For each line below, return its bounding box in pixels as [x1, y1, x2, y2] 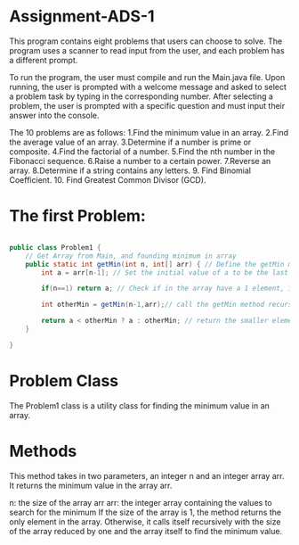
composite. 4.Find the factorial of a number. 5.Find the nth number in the [9, 145, 276, 157]
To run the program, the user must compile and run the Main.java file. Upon [9, 71, 286, 82]
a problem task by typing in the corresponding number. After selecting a [9, 91, 274, 102]
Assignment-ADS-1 [9, 6, 155, 27]
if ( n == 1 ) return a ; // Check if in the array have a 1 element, [41, 284, 285, 293]
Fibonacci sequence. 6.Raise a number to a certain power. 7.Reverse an [9, 155, 271, 166]
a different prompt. [9, 54, 78, 65]
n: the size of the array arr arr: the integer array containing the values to [9, 497, 273, 508]
